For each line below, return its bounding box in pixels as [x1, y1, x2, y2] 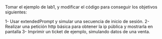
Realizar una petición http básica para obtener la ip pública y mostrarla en [5, 24, 153, 29]
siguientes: [5, 9, 27, 15]
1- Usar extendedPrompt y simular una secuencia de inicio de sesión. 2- [5, 19, 150, 24]
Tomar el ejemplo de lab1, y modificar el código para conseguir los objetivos [5, 4, 158, 10]
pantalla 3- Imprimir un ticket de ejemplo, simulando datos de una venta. [5, 29, 150, 34]
